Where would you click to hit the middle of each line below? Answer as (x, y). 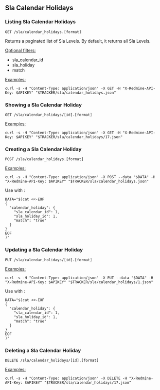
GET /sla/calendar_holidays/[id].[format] (49, 115)
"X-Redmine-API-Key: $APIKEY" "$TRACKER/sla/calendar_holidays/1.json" (79, 282)
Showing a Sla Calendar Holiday (44, 105)
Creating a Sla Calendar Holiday (43, 149)
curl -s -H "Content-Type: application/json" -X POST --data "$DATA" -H (80, 177)
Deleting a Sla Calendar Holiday (43, 350)
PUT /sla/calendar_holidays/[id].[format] (49, 260)
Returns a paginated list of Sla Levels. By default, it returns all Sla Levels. (78, 41)
